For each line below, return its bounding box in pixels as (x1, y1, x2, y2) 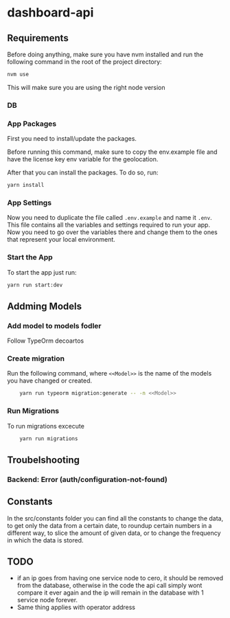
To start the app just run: (7, 268, 77, 276)
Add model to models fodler (7, 321, 102, 330)
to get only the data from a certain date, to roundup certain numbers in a (7, 521, 212, 529)
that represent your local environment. (7, 236, 115, 244)
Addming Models (7, 300, 82, 312)
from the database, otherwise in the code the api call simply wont (16, 582, 203, 590)
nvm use (7, 71, 30, 78)
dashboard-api (7, 5, 94, 21)
